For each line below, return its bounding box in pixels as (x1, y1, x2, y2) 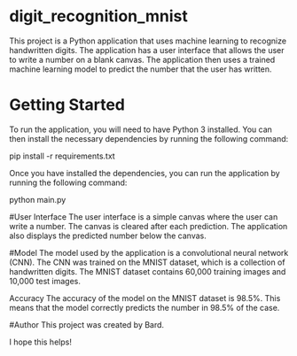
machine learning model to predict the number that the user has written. (9, 64, 272, 74)
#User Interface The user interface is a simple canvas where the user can (9, 211, 278, 222)
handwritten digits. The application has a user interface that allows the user (9, 44, 285, 55)
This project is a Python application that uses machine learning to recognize (9, 35, 286, 46)
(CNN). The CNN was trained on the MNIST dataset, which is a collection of (9, 257, 285, 267)
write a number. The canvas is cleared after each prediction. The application (9, 221, 288, 231)
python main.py (9, 194, 66, 205)
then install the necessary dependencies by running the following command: (9, 133, 289, 143)
